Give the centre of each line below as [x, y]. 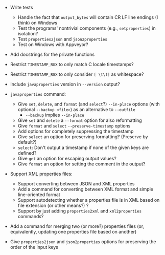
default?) [27, 142]
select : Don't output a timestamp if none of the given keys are [83, 147]
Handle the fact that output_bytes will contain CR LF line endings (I [88, 17]
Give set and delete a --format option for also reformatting [80, 120]
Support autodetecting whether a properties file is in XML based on [89, 200]
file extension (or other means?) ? [53, 205]
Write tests [21, 7]
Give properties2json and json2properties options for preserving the [83, 242]
